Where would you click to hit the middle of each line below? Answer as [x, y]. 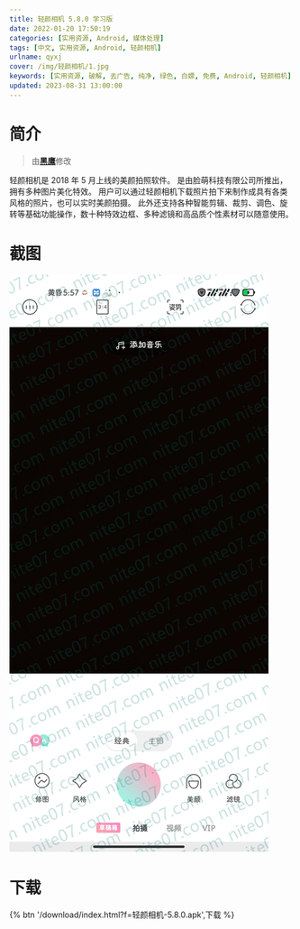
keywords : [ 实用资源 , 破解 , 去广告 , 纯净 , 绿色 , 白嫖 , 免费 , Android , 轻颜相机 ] [150, 77]
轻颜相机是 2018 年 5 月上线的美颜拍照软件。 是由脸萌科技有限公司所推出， [149, 179]
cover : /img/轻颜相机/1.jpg [59, 67]
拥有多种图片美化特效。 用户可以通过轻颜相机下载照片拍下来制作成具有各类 [149, 191]
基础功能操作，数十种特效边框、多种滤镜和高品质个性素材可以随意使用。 [159, 214]
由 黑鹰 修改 [51, 161]
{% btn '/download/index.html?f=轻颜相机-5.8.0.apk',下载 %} [122, 915]
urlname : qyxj [36, 57]
